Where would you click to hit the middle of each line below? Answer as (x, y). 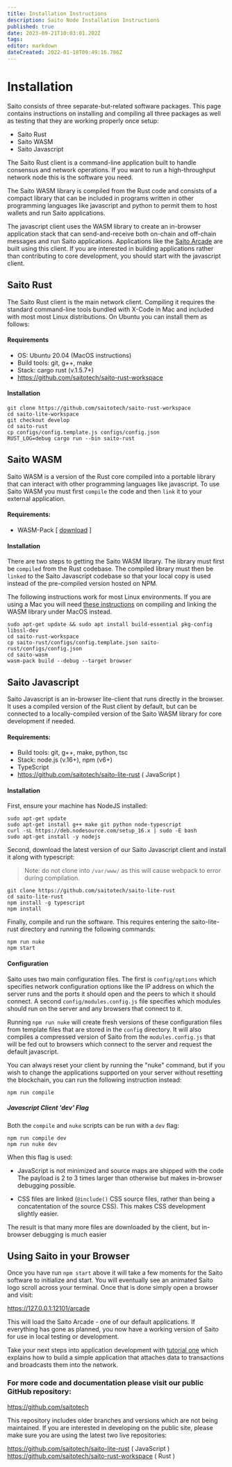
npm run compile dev (37, 1138)
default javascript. (33, 1051)
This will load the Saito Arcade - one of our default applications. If (101, 1322)
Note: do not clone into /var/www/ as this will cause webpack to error (122, 871)
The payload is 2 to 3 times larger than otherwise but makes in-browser (119, 1178)
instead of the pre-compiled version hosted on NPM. (82, 584)
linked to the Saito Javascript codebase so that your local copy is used (109, 576)
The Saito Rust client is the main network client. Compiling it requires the (111, 302)
